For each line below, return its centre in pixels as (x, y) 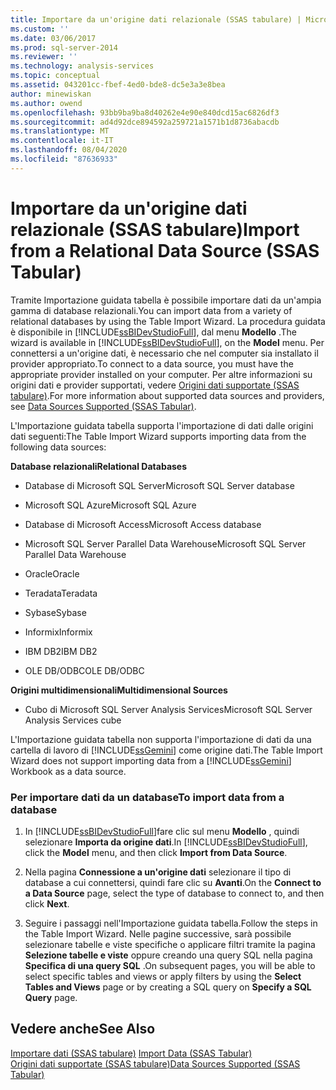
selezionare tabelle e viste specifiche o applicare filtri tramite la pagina (170, 944)
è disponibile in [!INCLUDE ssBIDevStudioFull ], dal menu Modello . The (153, 332)
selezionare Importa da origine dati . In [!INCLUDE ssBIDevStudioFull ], (166, 842)
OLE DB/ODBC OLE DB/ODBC (84, 670)
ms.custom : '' (40, 29)
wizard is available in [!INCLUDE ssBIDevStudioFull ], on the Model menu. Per (167, 342)
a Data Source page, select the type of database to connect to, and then (174, 893)
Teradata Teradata (61, 593)
